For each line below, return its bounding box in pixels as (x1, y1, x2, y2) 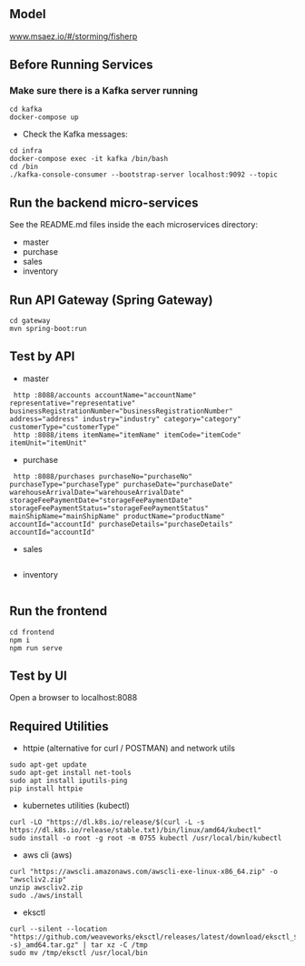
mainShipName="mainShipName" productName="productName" (9, 511, 225, 520)
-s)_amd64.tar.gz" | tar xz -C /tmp (9, 941, 148, 950)
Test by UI (9, 668, 68, 683)
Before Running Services (9, 57, 153, 72)
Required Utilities (9, 719, 109, 734)
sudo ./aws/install (9, 891, 84, 901)
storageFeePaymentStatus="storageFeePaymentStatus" (9, 503, 209, 513)
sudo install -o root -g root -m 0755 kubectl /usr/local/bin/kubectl (9, 834, 282, 843)
